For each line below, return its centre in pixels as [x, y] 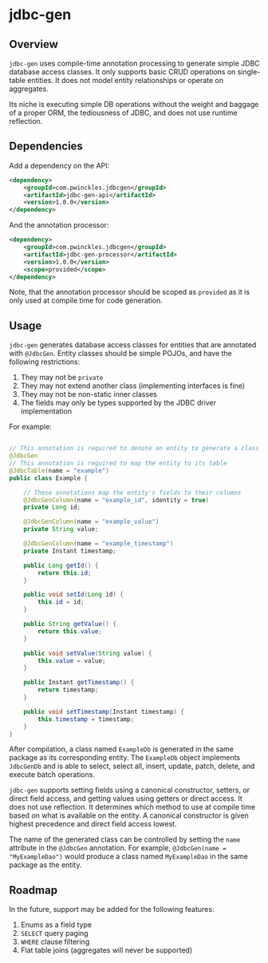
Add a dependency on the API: [59, 165]
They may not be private [62, 378]
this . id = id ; [61, 602]
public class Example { [49, 478]
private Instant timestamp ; [70, 551]
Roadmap [33, 890]
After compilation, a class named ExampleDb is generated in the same [122, 749]
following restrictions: [45, 362]
